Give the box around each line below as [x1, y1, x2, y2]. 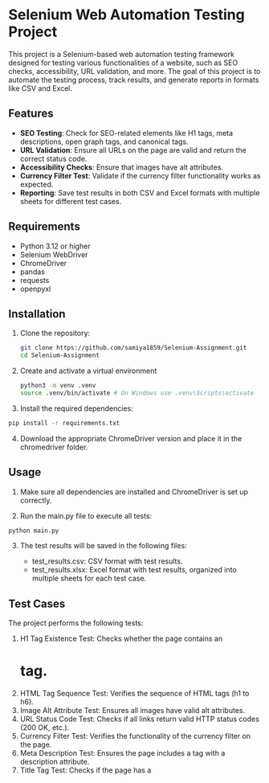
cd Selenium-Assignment [19, 351, 100, 359]
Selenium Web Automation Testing [8, 6, 245, 24]
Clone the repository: [19, 328, 91, 338]
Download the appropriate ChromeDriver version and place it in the [19, 433, 243, 443]
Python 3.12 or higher [19, 241, 91, 251]
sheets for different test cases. [19, 196, 122, 206]
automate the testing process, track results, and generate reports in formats [8, 75, 259, 84]
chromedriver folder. [19, 442, 88, 452]
